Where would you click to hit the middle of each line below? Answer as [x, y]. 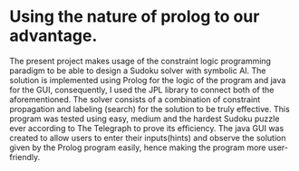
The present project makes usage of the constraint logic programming [140, 61]
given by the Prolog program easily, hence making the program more [138, 147]
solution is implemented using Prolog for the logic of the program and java [148, 80]
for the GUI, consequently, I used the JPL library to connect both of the [142, 90]
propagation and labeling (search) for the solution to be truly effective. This [149, 109]
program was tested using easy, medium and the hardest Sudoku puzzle [145, 119]
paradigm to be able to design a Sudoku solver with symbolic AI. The [138, 71]
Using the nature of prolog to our [135, 17]
